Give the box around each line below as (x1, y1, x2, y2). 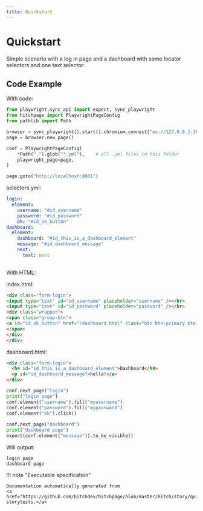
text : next (22, 252, 50, 258)
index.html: (6, 280, 34, 288)
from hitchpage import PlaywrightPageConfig (6, 113, 120, 119)
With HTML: (6, 269, 36, 276)
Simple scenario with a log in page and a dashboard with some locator (6, 55, 181, 62)
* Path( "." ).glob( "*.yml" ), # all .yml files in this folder (17, 151, 180, 157)
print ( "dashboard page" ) (6, 427, 69, 434)
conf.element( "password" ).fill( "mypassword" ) (6, 404, 123, 410)
